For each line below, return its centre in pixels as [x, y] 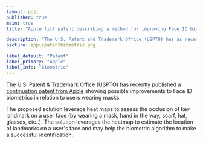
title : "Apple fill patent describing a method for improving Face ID [97, 29]
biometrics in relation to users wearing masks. [63, 97]
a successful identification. [40, 135]
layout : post [23, 12]
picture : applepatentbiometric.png [51, 45]
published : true [27, 17]
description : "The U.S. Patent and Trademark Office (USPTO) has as [94, 40]
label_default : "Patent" [37, 56]
